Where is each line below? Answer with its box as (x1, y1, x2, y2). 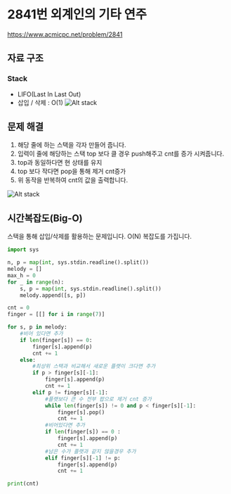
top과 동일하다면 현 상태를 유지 (17, 158, 103, 167)
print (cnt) (7, 480, 39, 488)
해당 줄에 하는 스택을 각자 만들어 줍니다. (17, 141, 126, 149)
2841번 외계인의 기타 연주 (7, 6, 147, 23)
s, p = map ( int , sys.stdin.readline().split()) (20, 285, 161, 292)
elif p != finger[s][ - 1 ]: (32, 388, 109, 396)
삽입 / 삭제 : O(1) (17, 98, 63, 106)
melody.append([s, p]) (20, 291, 86, 299)
